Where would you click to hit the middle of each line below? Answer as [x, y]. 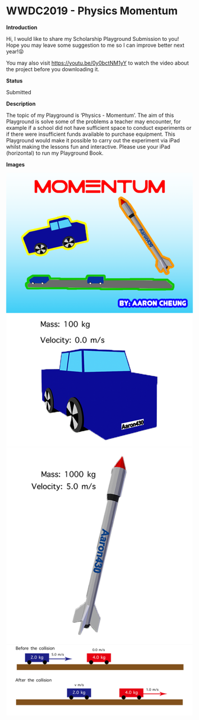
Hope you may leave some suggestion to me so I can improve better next [95, 45]
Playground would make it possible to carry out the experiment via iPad [93, 140]
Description [21, 103]
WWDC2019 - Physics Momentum [92, 11]
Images [15, 164]
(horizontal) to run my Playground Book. [55, 153]
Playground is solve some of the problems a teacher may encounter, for [94, 121]
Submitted [19, 92]
